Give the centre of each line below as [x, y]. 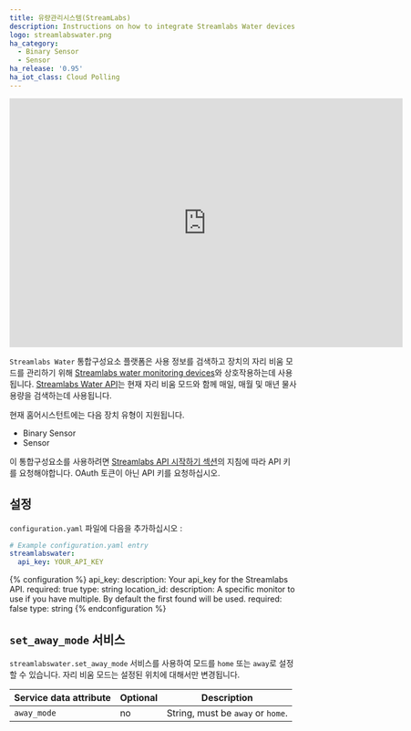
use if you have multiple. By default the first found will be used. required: [146, 599]
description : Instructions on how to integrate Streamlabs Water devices [153, 26]
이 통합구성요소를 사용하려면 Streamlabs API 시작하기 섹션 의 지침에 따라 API [145, 461]
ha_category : [34, 43]
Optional [139, 698]
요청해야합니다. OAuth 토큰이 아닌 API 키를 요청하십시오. [119, 473]
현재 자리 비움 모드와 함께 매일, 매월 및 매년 [204, 384]
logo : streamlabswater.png [61, 35]
